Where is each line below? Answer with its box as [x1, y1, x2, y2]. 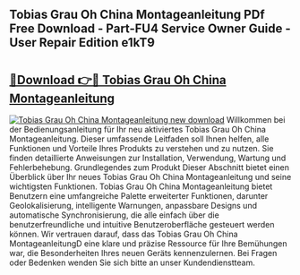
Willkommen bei [226, 115, 286, 125]
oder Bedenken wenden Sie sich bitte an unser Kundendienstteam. [9, 257, 255, 268]
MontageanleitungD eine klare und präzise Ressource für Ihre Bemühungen [9, 238, 288, 249]
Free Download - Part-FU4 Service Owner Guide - [9, 21, 291, 37]
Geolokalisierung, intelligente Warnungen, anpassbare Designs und [9, 201, 258, 211]
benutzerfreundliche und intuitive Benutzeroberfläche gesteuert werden [9, 219, 275, 229]
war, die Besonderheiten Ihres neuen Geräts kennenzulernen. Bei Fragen [9, 248, 278, 258]
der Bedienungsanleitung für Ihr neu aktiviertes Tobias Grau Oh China [9, 125, 267, 134]
